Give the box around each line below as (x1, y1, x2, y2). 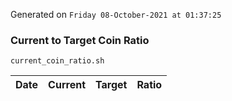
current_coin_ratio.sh (10, 56, 105, 66)
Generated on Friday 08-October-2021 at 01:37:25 (10, 9, 222, 20)
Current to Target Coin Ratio (10, 33, 150, 47)
